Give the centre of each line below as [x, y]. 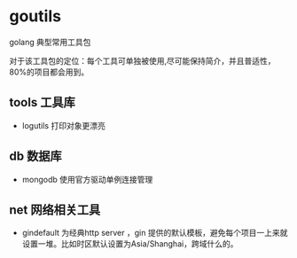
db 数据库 [35, 156]
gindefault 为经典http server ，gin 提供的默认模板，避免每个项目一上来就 [155, 233]
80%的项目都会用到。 [49, 72]
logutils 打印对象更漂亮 [64, 125]
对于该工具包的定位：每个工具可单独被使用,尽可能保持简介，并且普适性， [143, 60]
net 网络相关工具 [55, 210]
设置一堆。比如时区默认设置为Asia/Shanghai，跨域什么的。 [130, 244]
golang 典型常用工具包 [50, 42]
